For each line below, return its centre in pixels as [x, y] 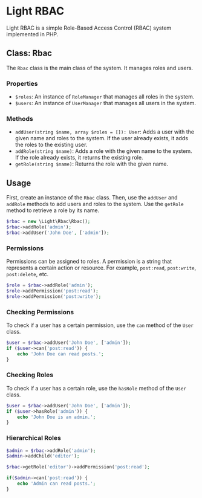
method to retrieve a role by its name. [53, 210]
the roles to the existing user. [51, 145]
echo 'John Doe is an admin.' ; [57, 417]
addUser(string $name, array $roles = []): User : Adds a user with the [105, 132]
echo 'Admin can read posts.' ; [57, 484]
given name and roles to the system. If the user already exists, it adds [102, 138]
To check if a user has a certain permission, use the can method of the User [100, 325]
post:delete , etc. [28, 274]
